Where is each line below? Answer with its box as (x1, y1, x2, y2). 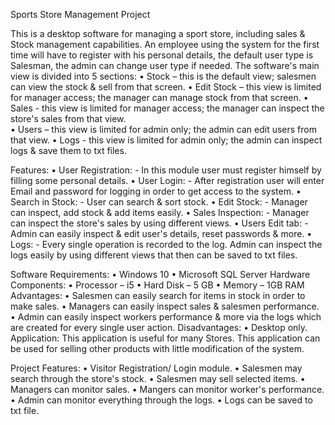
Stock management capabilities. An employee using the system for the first (10, 39, 320, 50)
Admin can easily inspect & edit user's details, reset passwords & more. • (10, 228, 313, 239)
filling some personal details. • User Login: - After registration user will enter (10, 175, 325, 186)
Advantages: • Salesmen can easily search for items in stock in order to (10, 290, 306, 301)
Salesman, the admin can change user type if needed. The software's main (10, 60, 320, 71)
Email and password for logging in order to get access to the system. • (10, 185, 302, 197)
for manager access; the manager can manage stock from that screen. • (10, 92, 309, 103)
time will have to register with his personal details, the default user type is (10, 49, 314, 61)
